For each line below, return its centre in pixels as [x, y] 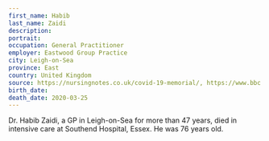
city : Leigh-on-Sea [41, 61]
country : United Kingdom [50, 75]
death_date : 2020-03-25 [48, 98]
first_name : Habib [39, 16]
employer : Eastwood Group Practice [68, 53]
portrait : [25, 38]
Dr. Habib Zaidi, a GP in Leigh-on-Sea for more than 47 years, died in [123, 120]
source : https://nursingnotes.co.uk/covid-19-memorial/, [106, 83]
